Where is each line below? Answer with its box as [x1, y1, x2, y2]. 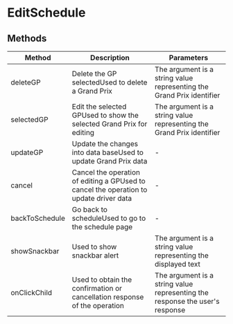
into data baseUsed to [71, 147, 144, 157]
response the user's [155, 296, 220, 306]
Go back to [71, 205, 107, 214]
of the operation [71, 301, 125, 310]
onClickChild [10, 288, 53, 297]
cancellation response [71, 292, 144, 302]
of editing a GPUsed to [71, 177, 146, 186]
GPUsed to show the [71, 111, 139, 120]
